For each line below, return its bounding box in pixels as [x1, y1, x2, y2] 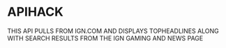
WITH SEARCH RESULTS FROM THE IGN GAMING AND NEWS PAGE [7, 34, 204, 42]
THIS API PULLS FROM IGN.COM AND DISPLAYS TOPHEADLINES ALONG [7, 27, 220, 35]
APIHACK [7, 4, 64, 20]
